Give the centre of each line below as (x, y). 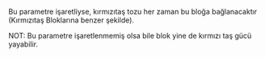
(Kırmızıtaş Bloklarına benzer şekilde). (72, 20)
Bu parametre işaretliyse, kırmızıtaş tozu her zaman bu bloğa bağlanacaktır (133, 12)
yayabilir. (23, 44)
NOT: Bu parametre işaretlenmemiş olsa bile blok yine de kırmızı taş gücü (130, 36)
